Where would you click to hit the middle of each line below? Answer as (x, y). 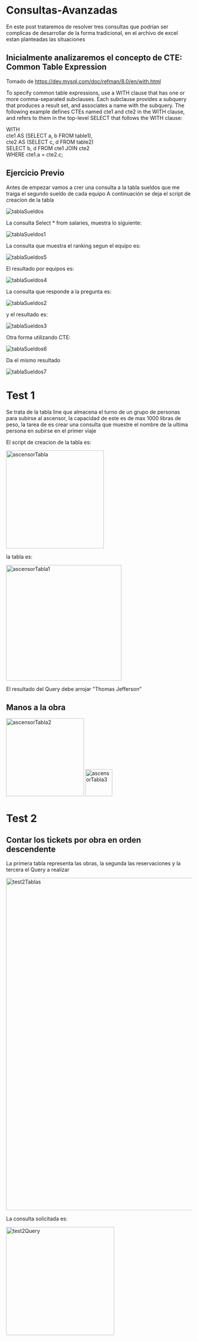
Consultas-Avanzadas (62, 10)
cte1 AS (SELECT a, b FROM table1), (49, 135)
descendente (31, 849)
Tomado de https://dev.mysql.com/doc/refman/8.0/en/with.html (83, 81)
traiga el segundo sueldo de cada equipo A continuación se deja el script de (98, 193)
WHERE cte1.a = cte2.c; (35, 154)
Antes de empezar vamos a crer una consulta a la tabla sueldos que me (93, 187)
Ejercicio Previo (35, 173)
